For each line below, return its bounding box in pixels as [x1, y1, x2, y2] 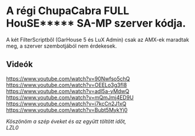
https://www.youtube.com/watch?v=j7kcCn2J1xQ [6, 100, 127, 107]
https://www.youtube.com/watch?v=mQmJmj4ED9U [6, 94, 134, 101]
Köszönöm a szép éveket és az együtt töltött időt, [6, 118, 127, 125]
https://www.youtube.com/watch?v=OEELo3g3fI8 [6, 81, 127, 88]
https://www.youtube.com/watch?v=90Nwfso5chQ [6, 75, 130, 82]
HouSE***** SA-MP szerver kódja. [6, 16, 186, 30]
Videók [6, 59, 34, 69]
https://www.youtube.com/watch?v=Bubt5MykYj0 [6, 106, 128, 113]
